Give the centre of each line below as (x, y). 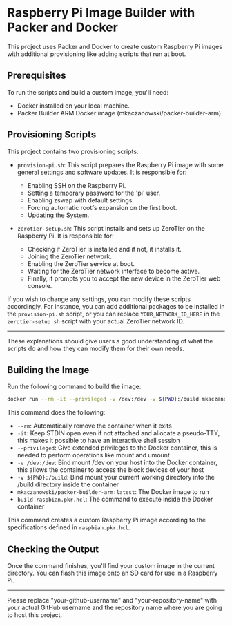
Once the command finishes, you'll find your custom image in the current (111, 566)
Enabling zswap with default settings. (81, 200)
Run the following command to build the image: (74, 387)
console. (40, 285)
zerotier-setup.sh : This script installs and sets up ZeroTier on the (111, 228)
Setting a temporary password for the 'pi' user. (94, 193)
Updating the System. (58, 215)
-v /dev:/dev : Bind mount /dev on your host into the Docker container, (117, 463)
